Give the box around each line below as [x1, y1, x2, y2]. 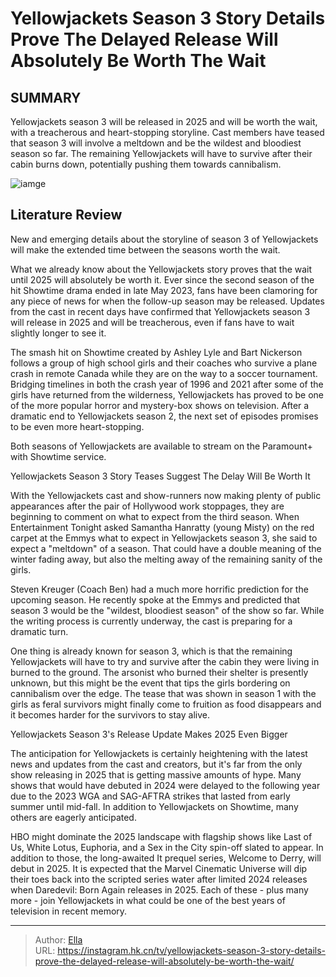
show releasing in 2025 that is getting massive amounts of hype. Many [10, 768, 302, 781]
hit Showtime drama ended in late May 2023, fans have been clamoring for [10, 284, 318, 296]
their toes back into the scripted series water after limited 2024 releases [10, 873, 308, 885]
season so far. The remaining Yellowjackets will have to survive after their [10, 148, 313, 159]
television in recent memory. [10, 905, 128, 917]
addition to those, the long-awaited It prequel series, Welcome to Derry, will [10, 852, 322, 864]
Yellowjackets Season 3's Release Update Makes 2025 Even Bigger [10, 728, 288, 740]
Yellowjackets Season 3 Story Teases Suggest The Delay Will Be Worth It [10, 470, 311, 482]
